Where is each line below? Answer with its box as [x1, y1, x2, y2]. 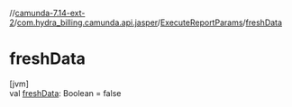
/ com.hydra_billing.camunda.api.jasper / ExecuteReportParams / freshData [14, 17, 282, 28]
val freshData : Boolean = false [9, 87, 122, 98]
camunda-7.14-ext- [14, 8, 86, 18]
